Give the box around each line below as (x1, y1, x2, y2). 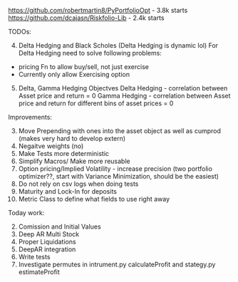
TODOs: (8, 28, 31, 36)
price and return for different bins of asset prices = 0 (18, 99, 174, 108)
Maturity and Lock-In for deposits (18, 187, 117, 195)
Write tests (18, 253, 51, 261)
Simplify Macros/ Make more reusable (18, 157, 130, 165)
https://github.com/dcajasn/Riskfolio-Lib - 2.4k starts (8, 14, 165, 22)
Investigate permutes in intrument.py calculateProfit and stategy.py (18, 260, 216, 268)
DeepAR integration (18, 245, 76, 254)
